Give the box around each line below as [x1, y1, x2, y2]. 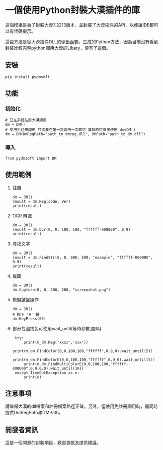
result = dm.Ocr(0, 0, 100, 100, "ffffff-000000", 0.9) [12, 227, 131, 232]
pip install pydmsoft [5, 74, 50, 80]
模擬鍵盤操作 [12, 296, 39, 302]
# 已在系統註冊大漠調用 [5, 118, 47, 123]
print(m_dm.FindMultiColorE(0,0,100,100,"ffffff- [23, 361, 129, 366]
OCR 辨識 [12, 212, 32, 219]
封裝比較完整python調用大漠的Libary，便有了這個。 [5, 45, 111, 51]
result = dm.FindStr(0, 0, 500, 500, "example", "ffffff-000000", [12, 255, 153, 260]
